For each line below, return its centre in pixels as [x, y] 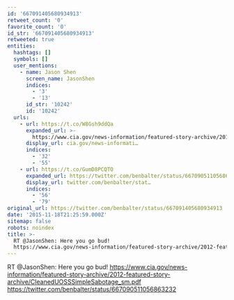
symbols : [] [31, 59]
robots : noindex [31, 227]
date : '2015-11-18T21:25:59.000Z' [57, 215]
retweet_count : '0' [36, 20]
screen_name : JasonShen [60, 78]
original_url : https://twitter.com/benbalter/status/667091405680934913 [115, 209]
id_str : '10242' [49, 105]
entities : [22, 46]
